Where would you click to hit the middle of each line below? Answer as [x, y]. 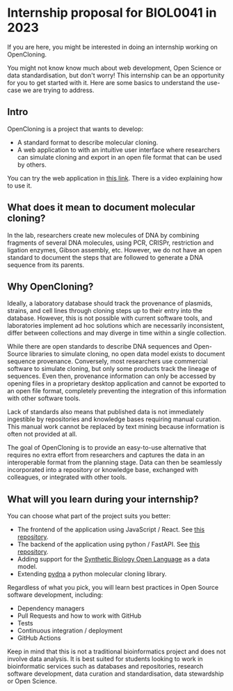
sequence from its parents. [46, 265]
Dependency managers [51, 609]
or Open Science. [32, 681]
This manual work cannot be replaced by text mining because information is [116, 427]
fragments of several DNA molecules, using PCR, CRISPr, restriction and [111, 243]
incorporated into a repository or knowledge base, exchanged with [103, 470]
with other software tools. [44, 398]
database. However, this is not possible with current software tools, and [110, 318]
